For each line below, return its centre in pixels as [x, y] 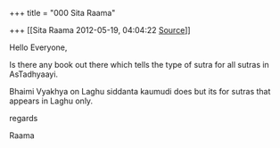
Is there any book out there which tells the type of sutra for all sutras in [139, 65]
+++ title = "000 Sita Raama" [62, 13]
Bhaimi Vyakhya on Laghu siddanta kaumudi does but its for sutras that [140, 91]
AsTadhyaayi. [34, 74]
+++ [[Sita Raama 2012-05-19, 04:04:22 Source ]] [100, 30]
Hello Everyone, [38, 47]
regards [24, 118]
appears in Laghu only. [51, 101]
